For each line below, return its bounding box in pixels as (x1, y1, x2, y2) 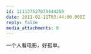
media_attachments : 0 (6, 25, 59, 31)
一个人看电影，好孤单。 (6, 42, 63, 49)
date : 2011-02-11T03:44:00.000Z (6, 14, 85, 20)
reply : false (6, 19, 38, 25)
